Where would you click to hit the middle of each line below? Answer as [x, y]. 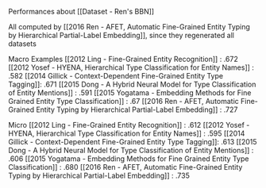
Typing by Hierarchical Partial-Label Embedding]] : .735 [99, 175]
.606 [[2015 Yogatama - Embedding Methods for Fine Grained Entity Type [129, 159]
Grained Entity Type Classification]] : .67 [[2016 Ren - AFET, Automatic [124, 101]
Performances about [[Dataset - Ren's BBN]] [81, 12]
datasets [23, 44]
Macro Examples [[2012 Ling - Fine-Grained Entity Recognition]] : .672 [123, 59]
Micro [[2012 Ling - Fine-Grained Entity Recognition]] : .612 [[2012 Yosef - [129, 125]
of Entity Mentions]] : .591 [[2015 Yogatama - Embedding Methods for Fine [130, 93]
